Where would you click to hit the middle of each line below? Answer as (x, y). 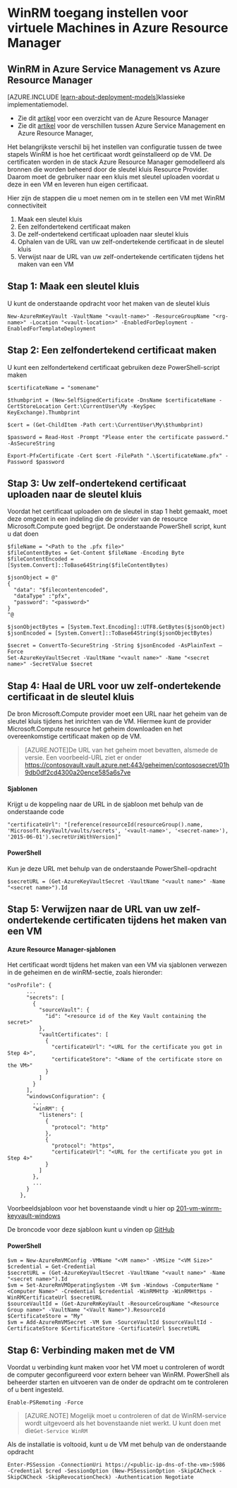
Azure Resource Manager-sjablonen (62, 949)
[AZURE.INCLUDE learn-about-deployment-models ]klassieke (96, 97)
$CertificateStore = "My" (45, 1316)
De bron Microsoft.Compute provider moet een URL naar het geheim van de (117, 714)
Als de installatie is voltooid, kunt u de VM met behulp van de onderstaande (117, 1444)
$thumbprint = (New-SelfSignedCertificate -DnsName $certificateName (112, 400)
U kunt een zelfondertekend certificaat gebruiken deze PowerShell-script (114, 367)
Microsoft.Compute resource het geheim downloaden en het (95, 729)
